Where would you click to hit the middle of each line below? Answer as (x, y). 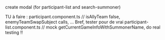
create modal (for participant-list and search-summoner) (63, 7)
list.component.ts (23, 27)
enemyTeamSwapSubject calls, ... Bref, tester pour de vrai (64, 22)
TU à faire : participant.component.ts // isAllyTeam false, (63, 17)
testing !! (14, 32)
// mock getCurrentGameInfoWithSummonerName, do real (101, 27)
